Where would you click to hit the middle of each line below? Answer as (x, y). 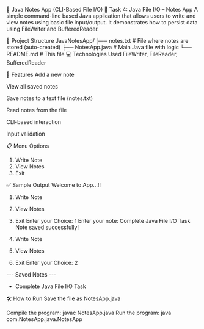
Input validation (26, 134)
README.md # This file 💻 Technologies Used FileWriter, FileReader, (92, 54)
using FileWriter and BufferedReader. (53, 29)
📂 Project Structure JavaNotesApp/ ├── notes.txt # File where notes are (97, 41)
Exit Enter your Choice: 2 (46, 263)
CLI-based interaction (34, 122)
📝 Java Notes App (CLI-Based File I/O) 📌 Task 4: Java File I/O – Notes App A (102, 9)
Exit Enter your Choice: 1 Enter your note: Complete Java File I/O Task (103, 221)
